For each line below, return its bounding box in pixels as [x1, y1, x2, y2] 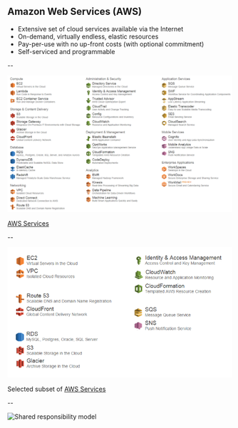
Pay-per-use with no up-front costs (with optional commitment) [17, 39, 205, 48]
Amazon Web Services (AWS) [7, 6, 143, 18]
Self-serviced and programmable [17, 47, 115, 56]
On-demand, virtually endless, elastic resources [17, 32, 159, 41]
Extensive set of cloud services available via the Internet [17, 24, 184, 33]
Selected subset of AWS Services [7, 385, 106, 394]
